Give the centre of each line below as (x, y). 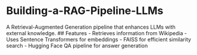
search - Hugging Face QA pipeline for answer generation (77, 46)
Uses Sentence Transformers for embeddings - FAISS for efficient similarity (99, 39)
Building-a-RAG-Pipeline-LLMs (85, 11)
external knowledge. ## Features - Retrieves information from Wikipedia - (97, 33)
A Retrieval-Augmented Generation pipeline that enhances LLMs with (91, 27)
